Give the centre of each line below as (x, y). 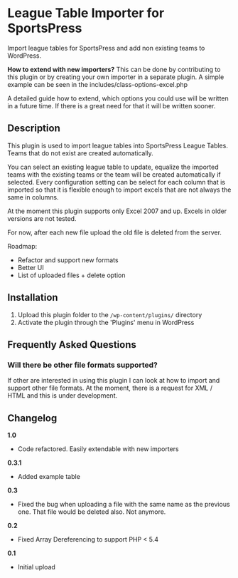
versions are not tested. (42, 218)
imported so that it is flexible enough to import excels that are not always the (119, 190)
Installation (33, 298)
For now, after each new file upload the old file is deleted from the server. (115, 232)
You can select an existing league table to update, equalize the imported (113, 167)
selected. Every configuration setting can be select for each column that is (117, 182)
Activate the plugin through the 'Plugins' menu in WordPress (106, 322)
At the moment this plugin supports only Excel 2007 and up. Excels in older (117, 211)
